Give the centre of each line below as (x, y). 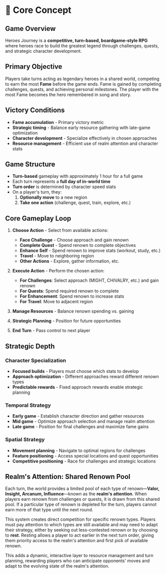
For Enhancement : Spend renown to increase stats (72, 296)
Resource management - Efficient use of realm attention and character (85, 143)
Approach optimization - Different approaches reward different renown (85, 376)
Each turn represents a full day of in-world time (61, 182)
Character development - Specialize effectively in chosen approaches (84, 138)
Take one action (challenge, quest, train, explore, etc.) (75, 203)
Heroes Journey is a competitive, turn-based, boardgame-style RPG (76, 40)
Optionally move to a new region (54, 197)
